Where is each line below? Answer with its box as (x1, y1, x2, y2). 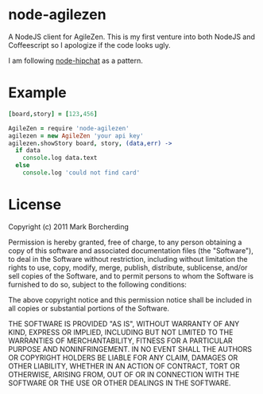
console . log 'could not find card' (22, 169, 141, 177)
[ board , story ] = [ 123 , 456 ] (8, 110, 98, 118)
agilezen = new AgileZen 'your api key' (8, 131, 145, 140)
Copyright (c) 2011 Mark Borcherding (8, 221, 130, 232)
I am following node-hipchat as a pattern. (8, 56, 143, 65)
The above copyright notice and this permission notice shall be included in (8, 295, 252, 304)
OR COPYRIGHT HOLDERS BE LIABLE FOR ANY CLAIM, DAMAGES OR (8, 353, 238, 362)
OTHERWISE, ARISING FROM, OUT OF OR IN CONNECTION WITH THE (8, 369, 240, 379)
